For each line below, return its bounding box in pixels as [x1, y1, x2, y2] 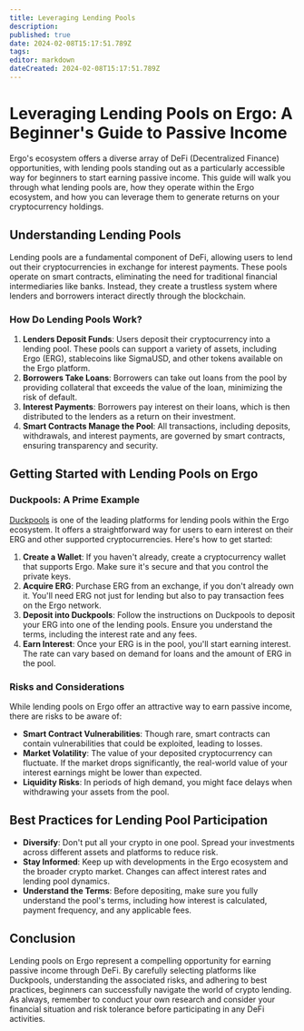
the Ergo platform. [22, 362, 91, 373]
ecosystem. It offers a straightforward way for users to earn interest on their [9, 524, 293, 535]
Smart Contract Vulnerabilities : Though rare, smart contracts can [22, 728, 270, 739]
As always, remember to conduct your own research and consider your [9, 994, 276, 1005]
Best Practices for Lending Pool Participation [9, 813, 268, 828]
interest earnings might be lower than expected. [22, 766, 202, 778]
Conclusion [9, 931, 76, 946]
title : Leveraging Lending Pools [9, 13, 136, 23]
